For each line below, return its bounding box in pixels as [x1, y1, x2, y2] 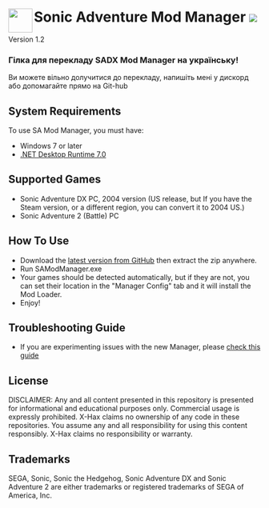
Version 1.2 [8, 34, 46, 44]
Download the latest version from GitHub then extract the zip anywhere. [19, 255, 258, 265]
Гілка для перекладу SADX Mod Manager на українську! [8, 54, 239, 66]
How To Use [8, 234, 70, 248]
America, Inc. [8, 490, 52, 500]
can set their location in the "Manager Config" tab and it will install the [19, 281, 251, 290]
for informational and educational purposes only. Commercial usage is [8, 404, 240, 414]
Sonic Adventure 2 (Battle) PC [19, 210, 119, 220]
